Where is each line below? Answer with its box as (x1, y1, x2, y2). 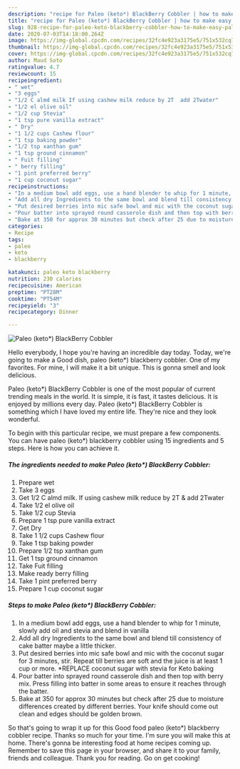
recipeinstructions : (8, 183, 70, 190)
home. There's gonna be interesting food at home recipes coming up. (8, 739, 212, 748)
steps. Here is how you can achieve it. (8, 444, 120, 453)
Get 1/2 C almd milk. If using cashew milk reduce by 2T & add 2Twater (18, 494, 224, 502)
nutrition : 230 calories (8, 275, 82, 282)
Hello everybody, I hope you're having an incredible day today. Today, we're (8, 348, 231, 357)
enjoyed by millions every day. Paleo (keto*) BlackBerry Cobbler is (8, 400, 203, 409)
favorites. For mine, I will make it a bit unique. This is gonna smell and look (8, 363, 226, 372)
